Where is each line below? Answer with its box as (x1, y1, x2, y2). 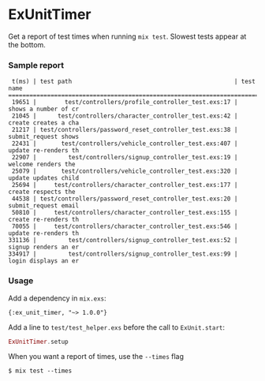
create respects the (8, 188, 77, 196)
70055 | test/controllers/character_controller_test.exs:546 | (11, 222, 238, 230)
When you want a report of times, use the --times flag (8, 352, 184, 361)
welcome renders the (8, 160, 77, 169)
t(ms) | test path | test (11, 77, 256, 86)
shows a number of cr (8, 105, 80, 114)
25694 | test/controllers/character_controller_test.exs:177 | (11, 181, 238, 189)
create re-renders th (8, 215, 80, 224)
